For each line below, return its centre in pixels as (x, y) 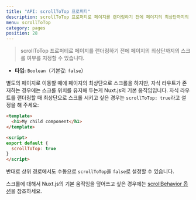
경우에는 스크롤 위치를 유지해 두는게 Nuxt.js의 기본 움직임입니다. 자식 (100, 90)
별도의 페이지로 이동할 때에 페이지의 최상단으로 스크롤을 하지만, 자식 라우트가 (94, 83)
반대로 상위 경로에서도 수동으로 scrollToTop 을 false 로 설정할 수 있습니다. (90, 171)
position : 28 (22, 33)
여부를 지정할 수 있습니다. (56, 58)
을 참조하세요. (27, 191)
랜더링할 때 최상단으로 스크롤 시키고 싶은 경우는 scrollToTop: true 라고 (98, 98)
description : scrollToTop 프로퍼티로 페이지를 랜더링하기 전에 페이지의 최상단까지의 (97, 17)
